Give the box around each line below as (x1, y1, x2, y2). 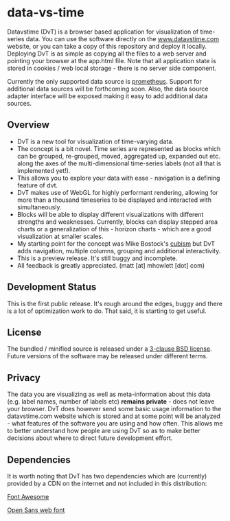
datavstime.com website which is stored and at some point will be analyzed (7, 412, 221, 420)
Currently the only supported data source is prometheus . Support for (7, 77, 203, 85)
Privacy (7, 372, 41, 384)
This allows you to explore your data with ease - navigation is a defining (16, 174, 220, 182)
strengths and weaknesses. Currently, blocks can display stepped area (16, 218, 218, 226)
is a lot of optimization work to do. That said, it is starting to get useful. (7, 307, 207, 315)
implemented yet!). (16, 166, 71, 174)
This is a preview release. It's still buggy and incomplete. (16, 254, 178, 262)
